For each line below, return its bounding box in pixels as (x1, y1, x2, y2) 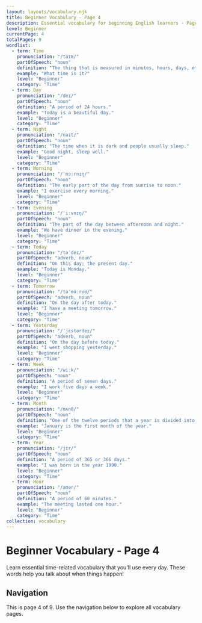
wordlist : (6, 43, 31, 49)
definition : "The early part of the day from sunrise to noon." (17, 182, 182, 188)
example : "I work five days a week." (17, 383, 112, 390)
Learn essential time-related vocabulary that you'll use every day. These (6, 564, 185, 571)
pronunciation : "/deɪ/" (17, 93, 77, 99)
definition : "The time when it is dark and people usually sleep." (17, 143, 189, 149)
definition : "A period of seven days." (17, 378, 117, 384)
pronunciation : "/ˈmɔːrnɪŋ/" (17, 171, 90, 178)
